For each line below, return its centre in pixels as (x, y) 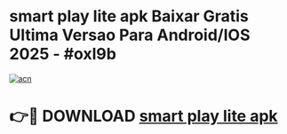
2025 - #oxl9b (63, 54)
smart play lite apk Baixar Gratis (129, 16)
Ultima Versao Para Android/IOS (130, 35)
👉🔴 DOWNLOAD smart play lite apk (143, 116)
